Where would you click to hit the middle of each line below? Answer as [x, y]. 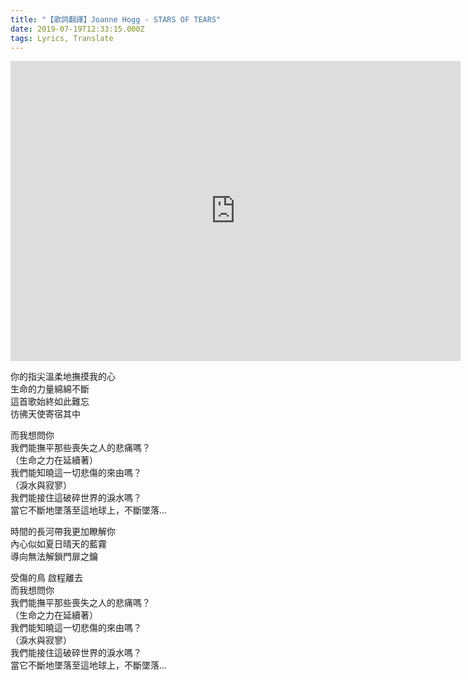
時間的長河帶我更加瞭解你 [63, 532]
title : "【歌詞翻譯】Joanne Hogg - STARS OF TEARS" [116, 19]
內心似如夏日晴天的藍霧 [58, 544]
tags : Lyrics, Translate [62, 38]
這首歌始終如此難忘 [50, 402]
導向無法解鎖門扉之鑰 [54, 557]
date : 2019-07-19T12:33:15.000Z [77, 29]
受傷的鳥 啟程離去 [46, 578]
